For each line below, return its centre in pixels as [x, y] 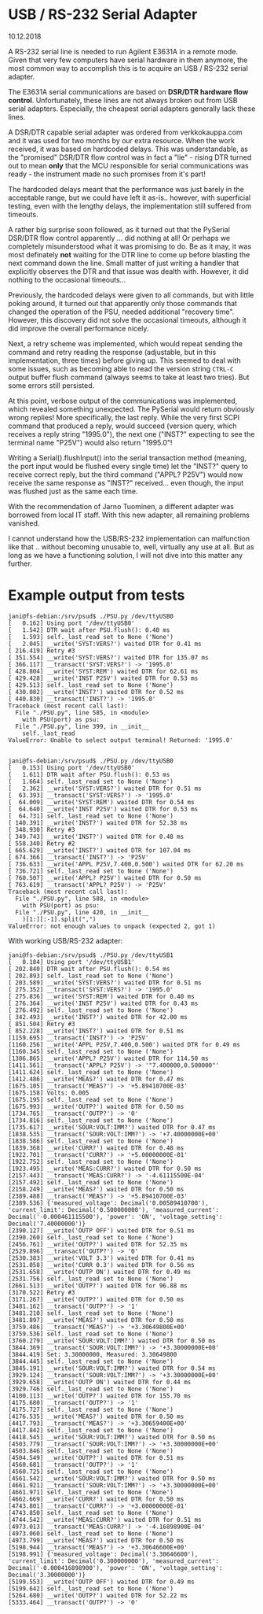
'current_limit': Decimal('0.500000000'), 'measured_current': [114, 1210]
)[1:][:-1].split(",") [59, 919]
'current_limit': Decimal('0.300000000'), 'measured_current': [114, 1561]
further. [20, 563]
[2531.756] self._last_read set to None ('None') [91, 1279]
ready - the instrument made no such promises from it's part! [107, 174]
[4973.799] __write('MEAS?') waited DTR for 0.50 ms [96, 1540]
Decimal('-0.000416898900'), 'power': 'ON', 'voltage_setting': [115, 1568]
